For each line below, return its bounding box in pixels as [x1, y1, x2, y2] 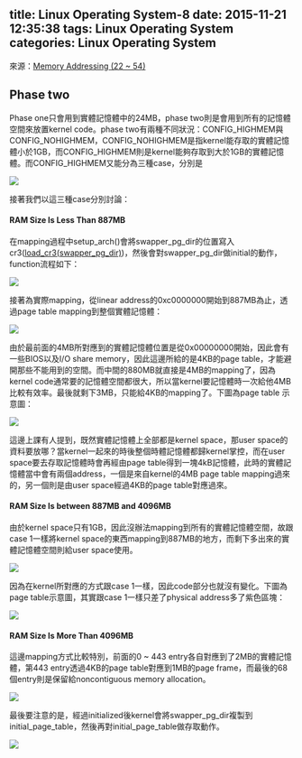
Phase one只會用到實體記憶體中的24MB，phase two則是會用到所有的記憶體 [9, 112, 291, 123]
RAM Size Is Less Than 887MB [9, 215, 126, 226]
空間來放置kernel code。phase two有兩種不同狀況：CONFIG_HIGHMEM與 [9, 124, 284, 134]
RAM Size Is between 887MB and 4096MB [9, 501, 171, 512]
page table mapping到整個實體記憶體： [16, 306, 163, 317]
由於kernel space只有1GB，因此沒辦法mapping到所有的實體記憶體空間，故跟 [9, 522, 294, 533]
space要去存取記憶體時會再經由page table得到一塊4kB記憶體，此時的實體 [9, 457, 284, 467]
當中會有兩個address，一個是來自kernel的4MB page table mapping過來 [24, 468, 290, 479]
